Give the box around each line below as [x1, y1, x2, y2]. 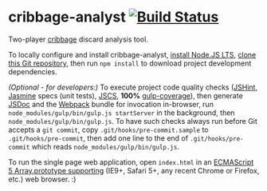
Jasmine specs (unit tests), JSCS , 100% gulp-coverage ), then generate [8, 90, 243, 100]
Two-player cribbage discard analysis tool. [8, 34, 149, 44]
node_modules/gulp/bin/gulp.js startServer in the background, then [8, 108, 235, 117]
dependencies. [8, 66, 57, 76]
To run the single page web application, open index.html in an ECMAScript [8, 157, 254, 167]
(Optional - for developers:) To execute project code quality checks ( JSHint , [8, 82, 257, 92]
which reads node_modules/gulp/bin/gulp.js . [31, 141, 179, 151]
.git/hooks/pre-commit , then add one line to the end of [8, 133, 189, 143]
